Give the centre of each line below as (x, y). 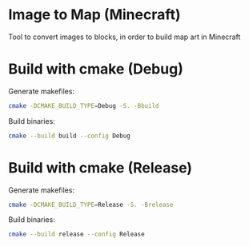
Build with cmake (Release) (100, 167)
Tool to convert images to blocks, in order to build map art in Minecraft (124, 37)
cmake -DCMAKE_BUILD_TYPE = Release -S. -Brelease (91, 204)
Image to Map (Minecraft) (95, 15)
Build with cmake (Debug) (96, 69)
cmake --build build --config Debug (69, 136)
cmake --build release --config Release (77, 234)
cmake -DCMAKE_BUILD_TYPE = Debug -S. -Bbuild (84, 105)
